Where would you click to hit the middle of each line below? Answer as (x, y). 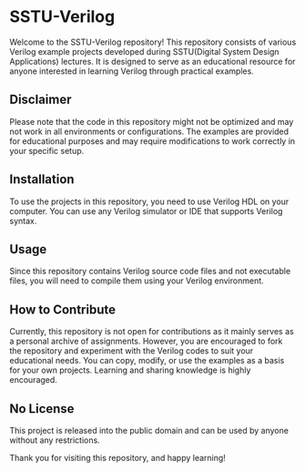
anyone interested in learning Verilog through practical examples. (132, 71)
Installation (42, 180)
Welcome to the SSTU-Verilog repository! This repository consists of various (153, 42)
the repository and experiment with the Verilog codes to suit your (132, 351)
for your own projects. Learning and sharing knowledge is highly (130, 370)
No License (42, 409)
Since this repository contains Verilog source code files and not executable (150, 272)
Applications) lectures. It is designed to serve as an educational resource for (152, 61)
